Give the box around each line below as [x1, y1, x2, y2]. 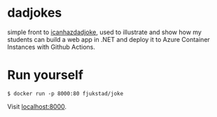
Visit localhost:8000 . [7, 102, 67, 111]
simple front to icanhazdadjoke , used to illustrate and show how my [7, 28, 202, 36]
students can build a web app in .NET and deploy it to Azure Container [7, 35, 210, 43]
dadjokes [7, 5, 62, 21]
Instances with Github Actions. [7, 42, 96, 51]
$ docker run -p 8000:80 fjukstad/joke [7, 90, 124, 97]
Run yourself [7, 68, 84, 83]
